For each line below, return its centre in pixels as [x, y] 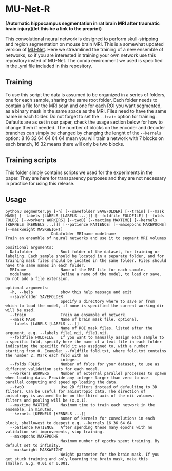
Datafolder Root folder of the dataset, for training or [85, 252]
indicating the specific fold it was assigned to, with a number [77, 346]
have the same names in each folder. [46, 266]
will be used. [21, 310]
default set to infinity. [33, 446]
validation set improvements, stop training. [55, 432]
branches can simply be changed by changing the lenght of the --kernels [83, 133]
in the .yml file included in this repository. [49, 66]
